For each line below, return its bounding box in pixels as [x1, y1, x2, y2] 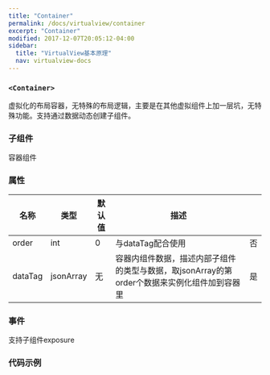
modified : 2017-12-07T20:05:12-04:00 [8, 34, 135, 43]
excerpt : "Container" [8, 27, 81, 35]
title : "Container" [8, 11, 74, 20]
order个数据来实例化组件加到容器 [115, 277, 241, 288]
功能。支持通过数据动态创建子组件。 [14, 110, 135, 121]
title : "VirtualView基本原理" [15, 49, 112, 57]
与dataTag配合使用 [115, 237, 186, 248]
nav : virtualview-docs [15, 57, 92, 65]
